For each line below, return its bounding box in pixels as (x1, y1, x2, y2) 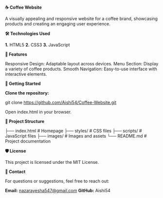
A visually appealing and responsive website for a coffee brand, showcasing (5, 16, 158, 21)
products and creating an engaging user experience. (5, 21, 110, 26)
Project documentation (5, 139, 51, 144)
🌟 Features (5, 51, 28, 57)
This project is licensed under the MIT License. (5, 159, 99, 165)
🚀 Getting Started (5, 80, 41, 86)
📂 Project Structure (5, 119, 45, 124)
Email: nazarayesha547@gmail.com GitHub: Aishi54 (5, 188, 111, 193)
